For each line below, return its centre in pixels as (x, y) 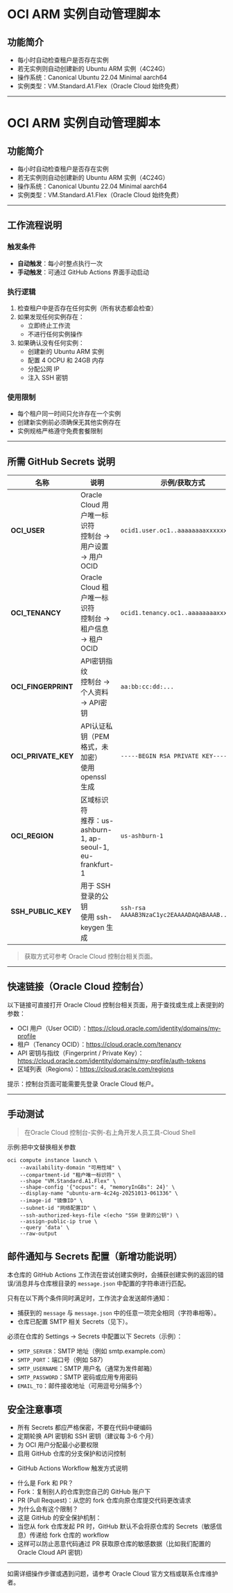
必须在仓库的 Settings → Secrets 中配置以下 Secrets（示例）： (95, 1336)
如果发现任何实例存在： (51, 317)
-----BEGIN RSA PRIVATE (159, 756)
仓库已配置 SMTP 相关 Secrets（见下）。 (74, 1321)
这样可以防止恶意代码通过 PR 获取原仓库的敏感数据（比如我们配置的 (114, 1544)
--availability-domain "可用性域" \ (70, 1168)
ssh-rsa (133, 908)
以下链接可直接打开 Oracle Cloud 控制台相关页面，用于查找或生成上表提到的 (116, 1004)
